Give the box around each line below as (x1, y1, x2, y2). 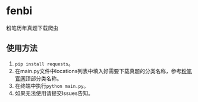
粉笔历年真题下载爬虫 (6, 24, 58, 31)
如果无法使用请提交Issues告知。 (14, 90, 94, 97)
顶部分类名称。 (25, 75, 62, 82)
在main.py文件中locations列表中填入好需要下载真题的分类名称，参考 (14, 67, 182, 74)
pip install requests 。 (14, 60, 74, 67)
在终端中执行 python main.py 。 (14, 82, 89, 89)
